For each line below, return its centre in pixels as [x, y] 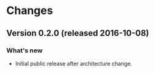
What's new [24, 50]
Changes [30, 11]
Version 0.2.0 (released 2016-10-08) [78, 33]
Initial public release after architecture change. [74, 63]
